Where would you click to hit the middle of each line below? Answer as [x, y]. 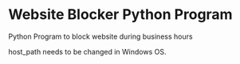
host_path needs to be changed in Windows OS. [87, 51]
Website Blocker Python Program [120, 15]
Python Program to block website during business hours [100, 36]
